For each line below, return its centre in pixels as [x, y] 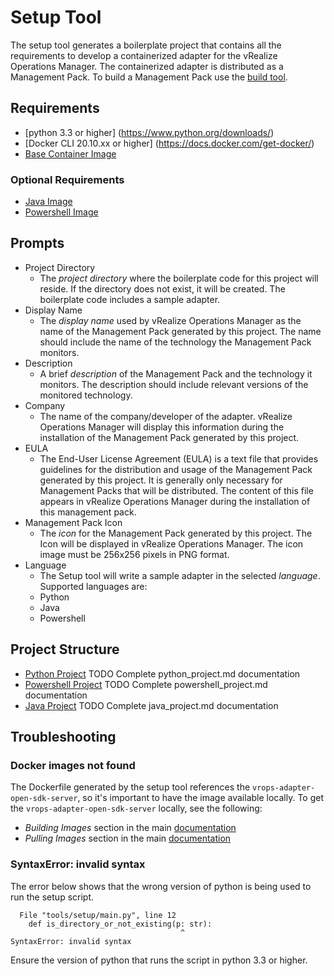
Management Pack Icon [73, 522]
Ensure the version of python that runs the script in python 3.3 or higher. [159, 960]
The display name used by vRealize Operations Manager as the [170, 320]
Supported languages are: [93, 586]
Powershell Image [61, 212]
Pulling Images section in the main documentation [128, 838]
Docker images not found [73, 765]
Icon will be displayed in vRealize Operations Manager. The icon [171, 543]
